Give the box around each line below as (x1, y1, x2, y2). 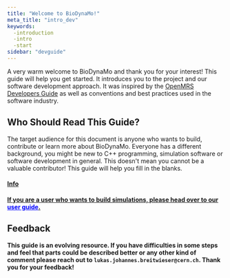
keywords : (7, 23, 36, 30)
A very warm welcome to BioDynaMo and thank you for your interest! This (7, 67, 217, 76)
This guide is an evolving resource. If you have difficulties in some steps (7, 241, 218, 249)
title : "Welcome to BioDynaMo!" (7, 10, 100, 17)
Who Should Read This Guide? (7, 116, 140, 128)
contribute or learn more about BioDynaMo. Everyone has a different (7, 142, 202, 150)
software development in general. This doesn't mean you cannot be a (7, 156, 205, 165)
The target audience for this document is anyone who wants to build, (7, 135, 202, 143)
